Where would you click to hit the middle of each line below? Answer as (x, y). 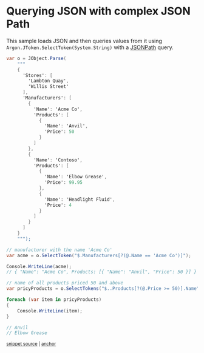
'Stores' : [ (37, 75)
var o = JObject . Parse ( (36, 58)
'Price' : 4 (58, 205)
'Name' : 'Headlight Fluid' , (80, 199)
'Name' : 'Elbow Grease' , (76, 177)
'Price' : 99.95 (64, 183)
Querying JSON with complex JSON (98, 11)
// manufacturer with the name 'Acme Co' (59, 250)
